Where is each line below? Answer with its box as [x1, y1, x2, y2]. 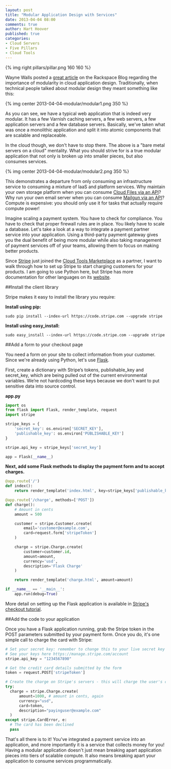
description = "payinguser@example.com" [18, 708, 101, 713]
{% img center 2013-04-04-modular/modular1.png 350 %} [5, 100, 129, 106]
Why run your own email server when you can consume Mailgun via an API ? [5, 194, 164, 200]
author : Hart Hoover [5, 27, 49, 32]
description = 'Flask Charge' [23, 563, 83, 569]
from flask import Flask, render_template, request [5, 408, 117, 413]
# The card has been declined [10, 722, 74, 728]
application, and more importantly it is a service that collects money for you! [5, 741, 165, 748]
